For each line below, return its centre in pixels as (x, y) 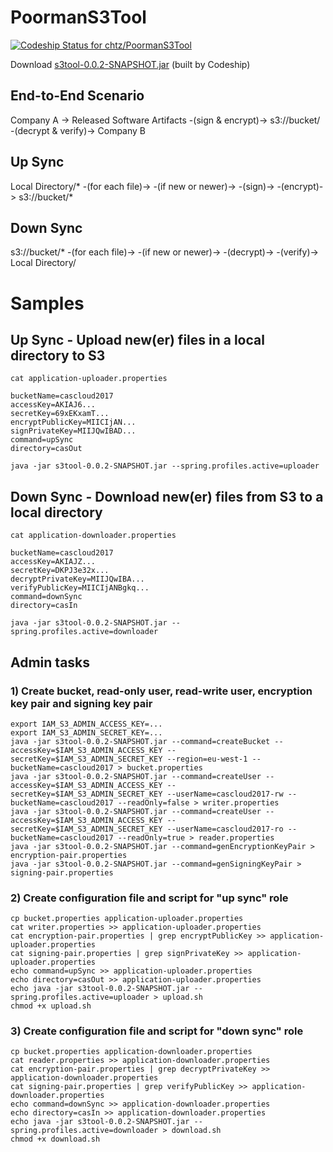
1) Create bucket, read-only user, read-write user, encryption (161, 691)
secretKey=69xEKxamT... (60, 414)
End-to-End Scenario (77, 96)
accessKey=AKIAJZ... (53, 562)
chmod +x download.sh (55, 1139)
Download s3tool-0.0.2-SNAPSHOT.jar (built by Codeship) (130, 64)
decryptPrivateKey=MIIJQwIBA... (77, 579)
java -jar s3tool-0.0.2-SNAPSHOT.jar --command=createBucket (140, 741)
